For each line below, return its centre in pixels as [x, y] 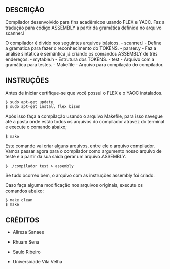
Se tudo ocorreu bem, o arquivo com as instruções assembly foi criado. [80, 175]
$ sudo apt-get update [29, 102]
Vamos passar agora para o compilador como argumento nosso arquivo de [83, 151]
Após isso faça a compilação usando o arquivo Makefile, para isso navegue [84, 116]
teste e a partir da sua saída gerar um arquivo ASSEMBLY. [66, 156]
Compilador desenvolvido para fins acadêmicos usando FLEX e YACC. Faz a [85, 22]
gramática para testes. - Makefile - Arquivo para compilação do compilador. [84, 64]
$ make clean [19, 200]
